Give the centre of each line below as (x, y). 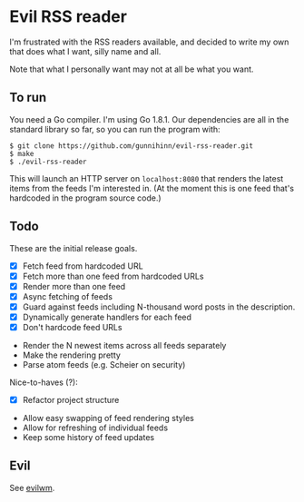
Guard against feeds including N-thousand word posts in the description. (159, 307)
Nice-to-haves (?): (44, 382)
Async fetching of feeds (68, 296)
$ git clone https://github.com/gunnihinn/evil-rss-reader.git (132, 146)
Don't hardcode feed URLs (72, 327)
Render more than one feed (74, 286)
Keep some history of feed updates (88, 438)
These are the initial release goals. (74, 248)
